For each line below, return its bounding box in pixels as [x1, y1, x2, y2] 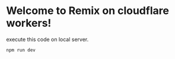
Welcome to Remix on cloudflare [6, 4, 169, 18]
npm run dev [6, 47, 36, 53]
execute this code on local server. [6, 36, 89, 43]
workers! [6, 16, 52, 30]
